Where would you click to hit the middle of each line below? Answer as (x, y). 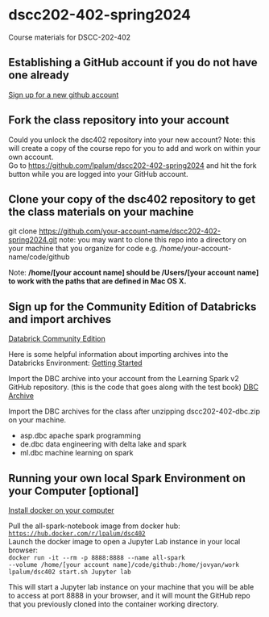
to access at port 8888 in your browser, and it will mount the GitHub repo (130, 596)
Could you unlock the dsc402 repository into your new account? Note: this (132, 140)
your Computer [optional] (74, 491)
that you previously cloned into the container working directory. (114, 604)
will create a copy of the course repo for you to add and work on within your (134, 148)
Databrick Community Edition (57, 339)
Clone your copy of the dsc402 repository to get (132, 199)
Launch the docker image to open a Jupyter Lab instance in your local (124, 541)
